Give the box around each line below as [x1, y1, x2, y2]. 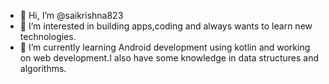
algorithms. [19, 63, 67, 74]
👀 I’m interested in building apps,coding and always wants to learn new [19, 20, 313, 32]
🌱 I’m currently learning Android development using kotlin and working [19, 41, 311, 53]
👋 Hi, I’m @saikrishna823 [19, 10, 124, 21]
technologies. [19, 31, 77, 42]
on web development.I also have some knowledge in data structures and [19, 52, 320, 64]
